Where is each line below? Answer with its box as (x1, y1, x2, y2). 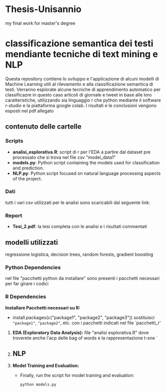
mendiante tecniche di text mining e (5, 49, 158, 60)
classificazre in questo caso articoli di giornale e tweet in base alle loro (5, 91, 152, 97)
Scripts (5, 137, 24, 144)
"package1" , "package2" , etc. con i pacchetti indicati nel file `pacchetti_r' (12, 320, 161, 326)
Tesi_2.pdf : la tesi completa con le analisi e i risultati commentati (12, 224, 147, 230)
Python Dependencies (5, 264, 61, 271)
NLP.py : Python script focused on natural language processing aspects (12, 170, 161, 176)
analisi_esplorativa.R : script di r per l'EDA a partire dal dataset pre (12, 149, 151, 155)
